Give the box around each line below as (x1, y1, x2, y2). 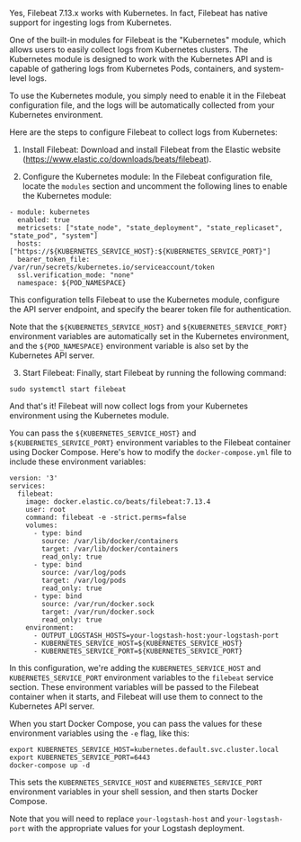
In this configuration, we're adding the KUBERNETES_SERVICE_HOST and (9, 663, 261, 673)
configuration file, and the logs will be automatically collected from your (9, 100, 275, 111)
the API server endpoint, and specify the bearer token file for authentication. (9, 304, 292, 314)
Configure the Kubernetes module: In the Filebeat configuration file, (22, 171, 273, 182)
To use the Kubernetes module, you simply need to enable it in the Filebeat (9, 90, 287, 101)
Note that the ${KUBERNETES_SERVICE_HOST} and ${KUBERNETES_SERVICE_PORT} (9, 321, 288, 332)
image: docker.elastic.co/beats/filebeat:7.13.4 (25, 497, 211, 506)
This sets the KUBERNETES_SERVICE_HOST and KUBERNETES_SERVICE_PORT (9, 777, 263, 787)
